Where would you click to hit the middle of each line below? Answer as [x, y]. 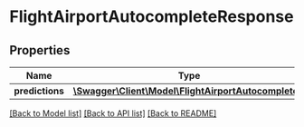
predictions [39, 91]
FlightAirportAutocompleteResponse [152, 17]
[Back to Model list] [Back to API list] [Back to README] [113, 113]
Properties [40, 50]
